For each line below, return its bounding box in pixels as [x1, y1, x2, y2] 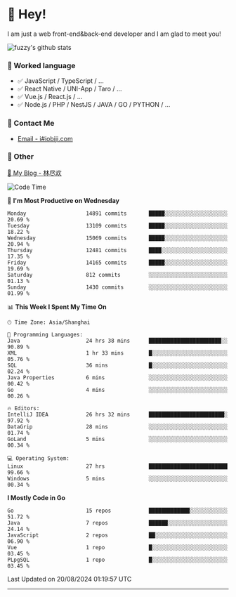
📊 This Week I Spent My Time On [7, 302, 107, 311]
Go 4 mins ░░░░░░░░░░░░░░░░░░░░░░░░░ [7, 386, 228, 393]
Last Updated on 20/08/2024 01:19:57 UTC [7, 575, 132, 583]
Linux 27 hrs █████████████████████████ [7, 463, 228, 470]
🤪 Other [7, 152, 34, 162]
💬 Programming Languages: [7, 331, 83, 338]
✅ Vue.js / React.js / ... [17, 93, 83, 101]
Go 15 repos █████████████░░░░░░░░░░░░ [7, 507, 228, 514]
